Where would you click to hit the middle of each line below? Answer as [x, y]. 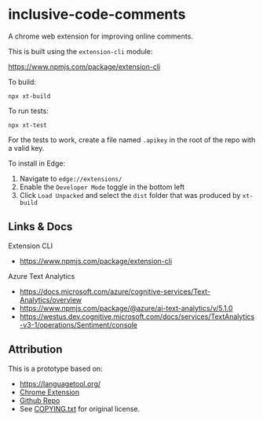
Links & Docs [40, 227]
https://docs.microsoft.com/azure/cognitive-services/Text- [115, 291]
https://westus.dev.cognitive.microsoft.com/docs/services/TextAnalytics [137, 317]
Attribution [35, 350]
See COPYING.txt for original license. [80, 408]
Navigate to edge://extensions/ [71, 178]
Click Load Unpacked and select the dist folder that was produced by [130, 195]
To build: [22, 82]
